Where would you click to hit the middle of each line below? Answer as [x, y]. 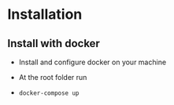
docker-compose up [49, 93]
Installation [45, 14]
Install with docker [54, 43]
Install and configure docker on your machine [93, 62]
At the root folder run [53, 77]
